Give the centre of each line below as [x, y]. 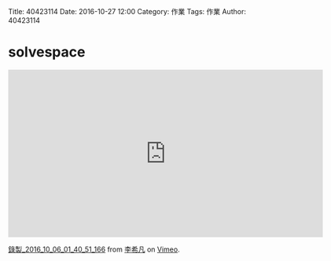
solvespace [47, 52]
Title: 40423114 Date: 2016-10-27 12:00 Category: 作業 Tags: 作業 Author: [127, 11]
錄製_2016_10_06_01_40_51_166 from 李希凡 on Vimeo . [94, 249]
